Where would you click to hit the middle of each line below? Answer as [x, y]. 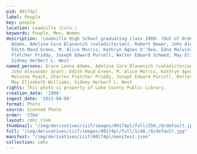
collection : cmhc [27, 142]
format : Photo [23, 104]
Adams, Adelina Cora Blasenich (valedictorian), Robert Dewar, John [97, 45]
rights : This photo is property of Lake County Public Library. [86, 88]
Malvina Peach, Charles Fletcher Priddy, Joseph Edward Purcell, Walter [102, 77]
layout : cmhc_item [28, 121]
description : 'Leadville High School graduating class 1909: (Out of [93, 39]
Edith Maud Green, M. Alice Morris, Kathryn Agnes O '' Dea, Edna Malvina [102, 50]
